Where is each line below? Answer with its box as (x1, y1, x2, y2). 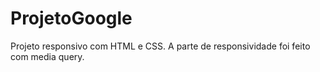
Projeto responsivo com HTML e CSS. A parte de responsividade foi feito (10, 40, 311, 52)
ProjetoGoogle (10, 7, 133, 30)
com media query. (10, 50, 85, 62)
